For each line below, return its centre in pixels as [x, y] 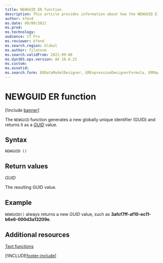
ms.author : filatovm [26, 50]
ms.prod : [14, 28]
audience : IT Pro [23, 37]
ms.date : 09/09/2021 [26, 23]
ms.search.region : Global [31, 46]
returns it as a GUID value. [31, 125]
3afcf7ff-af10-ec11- [131, 214]
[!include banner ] [22, 110]
